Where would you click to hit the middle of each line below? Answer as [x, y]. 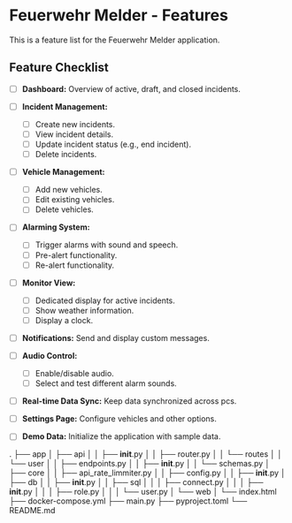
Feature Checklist [59, 68]
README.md [32, 511]
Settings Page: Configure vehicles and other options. [119, 419]
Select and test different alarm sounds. [106, 383]
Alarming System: [56, 227]
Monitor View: [49, 283]
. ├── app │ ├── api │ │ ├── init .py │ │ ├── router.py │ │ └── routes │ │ [146, 454]
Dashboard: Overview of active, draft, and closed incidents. [131, 88]
